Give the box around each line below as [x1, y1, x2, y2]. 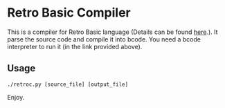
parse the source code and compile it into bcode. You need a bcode [7, 35, 201, 43]
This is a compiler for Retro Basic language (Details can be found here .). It [7, 28, 218, 36]
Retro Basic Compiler [7, 5, 132, 21]
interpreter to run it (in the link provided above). [7, 42, 143, 51]
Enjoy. [7, 93, 25, 101]
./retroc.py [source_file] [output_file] [7, 81, 129, 88]
